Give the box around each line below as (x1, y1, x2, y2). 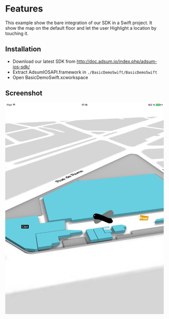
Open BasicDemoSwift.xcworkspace (12, 74, 89, 81)
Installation (5, 45, 41, 53)
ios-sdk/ (12, 63, 30, 69)
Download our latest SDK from (12, 58, 76, 64)
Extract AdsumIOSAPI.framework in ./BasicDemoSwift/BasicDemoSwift (12, 69, 157, 75)
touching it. (5, 30, 29, 36)
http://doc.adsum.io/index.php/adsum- (76, 58, 157, 64)
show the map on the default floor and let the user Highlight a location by (5, 25, 157, 31)
